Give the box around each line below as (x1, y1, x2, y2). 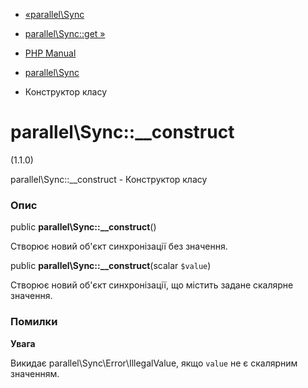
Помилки (10, 315, 58, 329)
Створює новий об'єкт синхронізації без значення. (10, 240, 228, 253)
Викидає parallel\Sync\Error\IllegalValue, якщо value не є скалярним (10, 357, 298, 369)
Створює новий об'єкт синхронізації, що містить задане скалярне (10, 279, 294, 291)
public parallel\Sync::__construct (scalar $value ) (10, 260, 212, 272)
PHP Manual (24, 47, 77, 59)
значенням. (10, 367, 60, 379)
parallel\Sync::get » (24, 28, 106, 39)
